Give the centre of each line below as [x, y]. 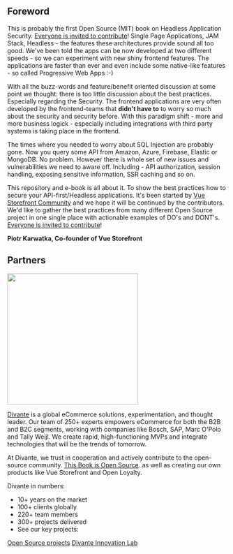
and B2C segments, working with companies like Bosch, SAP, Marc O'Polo [114, 429]
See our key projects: [48, 529]
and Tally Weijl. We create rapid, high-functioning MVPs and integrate [107, 437]
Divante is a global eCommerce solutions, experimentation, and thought [110, 414]
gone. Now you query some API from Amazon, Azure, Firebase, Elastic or [112, 152]
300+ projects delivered [52, 522]
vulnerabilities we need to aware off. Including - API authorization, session [114, 166]
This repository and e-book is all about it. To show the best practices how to [117, 187]
